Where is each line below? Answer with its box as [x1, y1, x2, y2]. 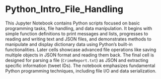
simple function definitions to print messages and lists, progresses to [5, 30, 148, 36]
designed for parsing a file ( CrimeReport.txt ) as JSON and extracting [5, 57, 148, 63]
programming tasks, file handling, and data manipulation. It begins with [5, 25, 152, 31]
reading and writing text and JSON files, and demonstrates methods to [5, 36, 152, 42]
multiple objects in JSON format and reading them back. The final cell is [5, 51, 154, 58]
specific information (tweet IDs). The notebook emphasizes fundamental [5, 62, 155, 68]
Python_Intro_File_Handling [5, 3, 123, 15]
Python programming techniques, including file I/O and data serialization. [5, 67, 157, 73]
